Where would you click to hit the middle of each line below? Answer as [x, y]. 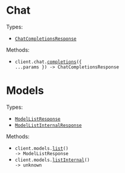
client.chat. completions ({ [48, 62]
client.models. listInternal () [52, 160]
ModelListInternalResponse [48, 125]
